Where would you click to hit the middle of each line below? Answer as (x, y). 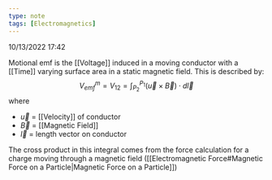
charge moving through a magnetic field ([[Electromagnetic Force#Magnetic (136, 159)
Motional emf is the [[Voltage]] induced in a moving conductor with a (123, 63)
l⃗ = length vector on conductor (73, 134)
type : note (27, 16)
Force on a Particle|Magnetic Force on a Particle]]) (93, 167)
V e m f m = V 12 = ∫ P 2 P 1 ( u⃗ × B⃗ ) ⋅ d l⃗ (136, 86)
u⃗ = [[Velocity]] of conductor (70, 117)
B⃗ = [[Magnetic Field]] (59, 125)
